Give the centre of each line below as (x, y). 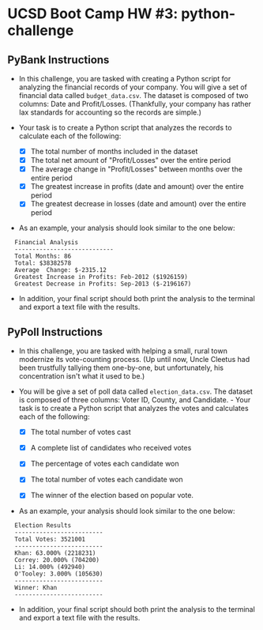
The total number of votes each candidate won (107, 480)
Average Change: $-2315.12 (61, 270)
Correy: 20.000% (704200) (57, 560)
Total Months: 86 (43, 257)
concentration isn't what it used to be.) (82, 376)
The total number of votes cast (81, 432)
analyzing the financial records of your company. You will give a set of (133, 87)
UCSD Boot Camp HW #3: (93, 14)
